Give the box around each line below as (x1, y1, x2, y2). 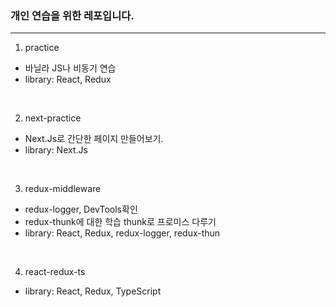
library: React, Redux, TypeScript (24, 285, 162, 297)
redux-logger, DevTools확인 (24, 203, 138, 216)
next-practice (24, 112, 82, 124)
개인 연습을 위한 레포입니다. (10, 8, 135, 22)
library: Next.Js (24, 144, 88, 156)
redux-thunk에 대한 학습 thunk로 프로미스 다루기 (24, 216, 217, 228)
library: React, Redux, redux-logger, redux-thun (24, 227, 221, 239)
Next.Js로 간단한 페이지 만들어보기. (24, 133, 164, 145)
